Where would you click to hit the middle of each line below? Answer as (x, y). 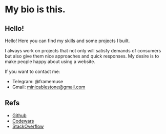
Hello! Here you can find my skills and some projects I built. (67, 41)
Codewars (23, 121)
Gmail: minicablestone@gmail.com (49, 87)
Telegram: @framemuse (38, 81)
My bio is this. (35, 9)
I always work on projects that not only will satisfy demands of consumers (83, 51)
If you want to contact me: (33, 71)
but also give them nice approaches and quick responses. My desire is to (82, 56)
